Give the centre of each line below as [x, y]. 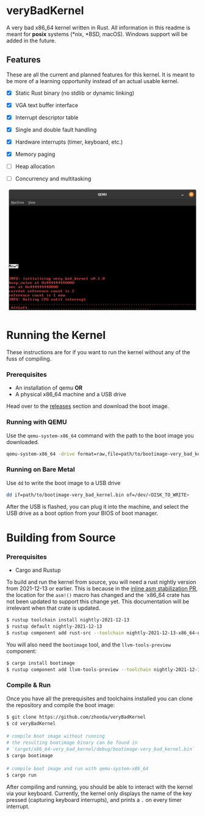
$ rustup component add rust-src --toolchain [65, 633]
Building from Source [61, 537]
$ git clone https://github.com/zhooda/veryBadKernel [76, 717]
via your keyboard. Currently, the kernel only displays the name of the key [99, 793]
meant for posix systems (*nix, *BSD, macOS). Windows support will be [97, 34]
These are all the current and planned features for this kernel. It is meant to [101, 75]
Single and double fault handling [56, 130]
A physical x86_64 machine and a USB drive [71, 395]
